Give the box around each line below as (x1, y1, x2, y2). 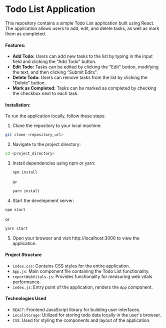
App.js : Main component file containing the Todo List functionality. (12, 268, 150, 274)
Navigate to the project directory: (12, 141, 81, 147)
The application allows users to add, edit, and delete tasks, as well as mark (5, 25, 159, 31)
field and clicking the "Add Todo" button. (12, 58, 96, 64)
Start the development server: (12, 197, 74, 203)
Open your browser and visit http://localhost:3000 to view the (12, 235, 140, 241)
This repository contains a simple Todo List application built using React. (5, 20, 154, 26)
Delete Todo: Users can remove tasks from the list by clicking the (12, 74, 148, 80)
